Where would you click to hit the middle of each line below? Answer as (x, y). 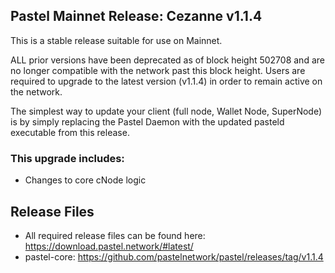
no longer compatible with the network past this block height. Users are (158, 70)
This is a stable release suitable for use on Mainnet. (116, 40)
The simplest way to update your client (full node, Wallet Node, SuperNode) (166, 111)
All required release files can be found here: (115, 235)
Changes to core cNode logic (85, 180)
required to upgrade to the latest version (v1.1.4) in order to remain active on (166, 81)
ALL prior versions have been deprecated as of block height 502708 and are (167, 60)
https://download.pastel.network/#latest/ (109, 246)
